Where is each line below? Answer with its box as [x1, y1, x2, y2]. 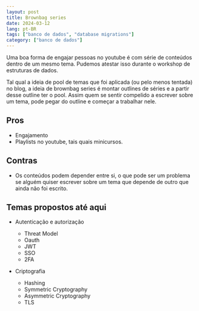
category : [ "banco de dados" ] [6, 37, 83, 43]
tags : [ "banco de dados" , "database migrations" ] [6, 32, 135, 38]
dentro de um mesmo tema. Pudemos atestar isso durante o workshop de [6, 60, 191, 67]
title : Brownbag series [6, 15, 67, 21]
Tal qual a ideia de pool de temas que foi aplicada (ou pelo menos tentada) [6, 78, 193, 86]
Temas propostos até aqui [6, 202, 107, 213]
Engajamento [15, 131, 49, 138]
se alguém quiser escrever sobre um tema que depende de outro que [15, 178, 189, 185]
